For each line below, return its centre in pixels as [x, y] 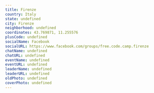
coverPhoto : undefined [28, 83]
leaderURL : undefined [27, 74]
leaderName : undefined [28, 69]
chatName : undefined [26, 51]
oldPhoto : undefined [26, 78]
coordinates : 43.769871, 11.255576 [42, 32]
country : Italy [21, 14]
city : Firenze [20, 23]
